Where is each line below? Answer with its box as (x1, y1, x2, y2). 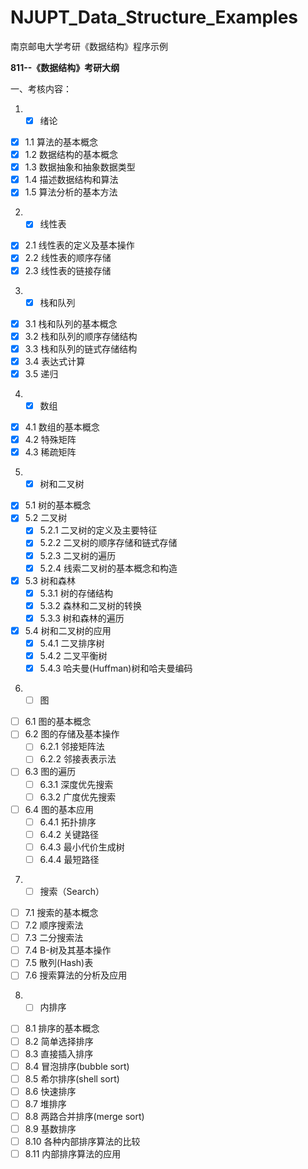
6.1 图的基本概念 (24, 716, 92, 728)
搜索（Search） (39, 885, 105, 897)
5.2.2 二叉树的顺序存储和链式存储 (39, 537, 178, 549)
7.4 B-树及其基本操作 (24, 944, 112, 956)
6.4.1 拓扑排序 (39, 816, 97, 828)
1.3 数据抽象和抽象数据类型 (24, 161, 136, 173)
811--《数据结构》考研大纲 (10, 61, 120, 73)
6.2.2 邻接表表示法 (39, 753, 117, 765)
